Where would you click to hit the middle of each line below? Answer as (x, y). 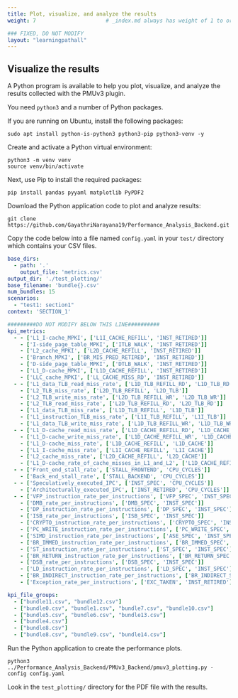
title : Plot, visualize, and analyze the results (82, 14)
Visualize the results (53, 69)
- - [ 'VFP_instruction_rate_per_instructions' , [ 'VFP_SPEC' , (106, 496)
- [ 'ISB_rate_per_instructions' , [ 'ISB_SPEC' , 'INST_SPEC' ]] (112, 516)
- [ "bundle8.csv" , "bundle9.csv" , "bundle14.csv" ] (90, 635)
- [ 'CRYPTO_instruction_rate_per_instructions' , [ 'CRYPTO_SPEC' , (119, 523)
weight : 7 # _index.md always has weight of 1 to (115, 21)
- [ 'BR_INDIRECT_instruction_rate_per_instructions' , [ (104, 576)
